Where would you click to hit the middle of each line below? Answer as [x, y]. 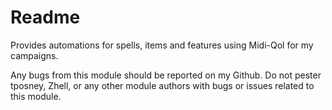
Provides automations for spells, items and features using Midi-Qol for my [162, 45]
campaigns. [34, 55]
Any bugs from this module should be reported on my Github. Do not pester [166, 75]
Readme [45, 17]
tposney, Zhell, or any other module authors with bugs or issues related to [162, 85]
